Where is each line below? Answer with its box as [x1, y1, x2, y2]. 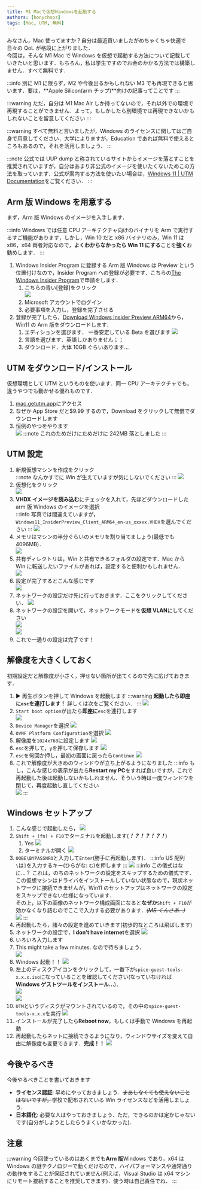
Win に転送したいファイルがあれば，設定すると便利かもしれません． [15, 562, 184, 570]
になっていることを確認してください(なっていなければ [39, 973, 172, 981]
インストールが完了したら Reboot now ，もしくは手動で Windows [15, 1018, 175, 1025]
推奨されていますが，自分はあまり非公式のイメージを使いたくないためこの [7, 163, 190, 170]
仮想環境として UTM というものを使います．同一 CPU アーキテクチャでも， [7, 380, 192, 386]
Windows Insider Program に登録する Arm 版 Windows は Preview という [15, 261, 195, 269]
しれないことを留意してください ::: [7, 115, 92, 122]
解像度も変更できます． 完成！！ [26, 1040, 105, 1047]
